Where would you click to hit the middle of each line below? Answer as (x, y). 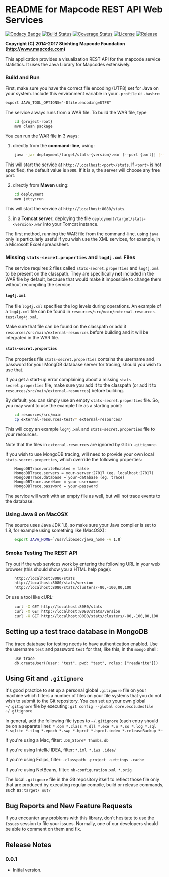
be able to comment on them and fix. (43, 829)
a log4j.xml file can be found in (38, 312)
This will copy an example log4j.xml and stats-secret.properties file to (80, 429)
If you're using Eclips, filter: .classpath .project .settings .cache (75, 760)
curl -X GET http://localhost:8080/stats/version (67, 612)
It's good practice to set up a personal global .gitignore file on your (76, 690)
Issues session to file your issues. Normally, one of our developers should (82, 824)
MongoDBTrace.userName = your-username (56, 482)
